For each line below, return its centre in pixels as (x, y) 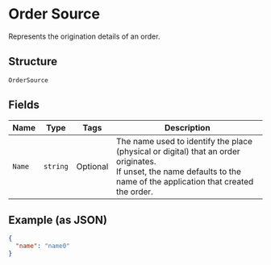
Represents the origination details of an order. (84, 36)
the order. (134, 192)
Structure (33, 62)
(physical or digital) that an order (178, 151)
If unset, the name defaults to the (179, 172)
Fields (24, 105)
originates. (136, 161)
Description (188, 127)
